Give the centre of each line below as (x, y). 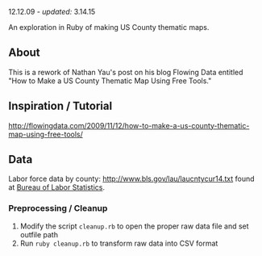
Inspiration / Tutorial (60, 106)
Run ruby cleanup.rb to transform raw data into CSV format (119, 243)
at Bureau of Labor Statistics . (56, 187)
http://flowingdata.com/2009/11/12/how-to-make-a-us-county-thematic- (129, 125)
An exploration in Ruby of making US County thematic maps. (109, 27)
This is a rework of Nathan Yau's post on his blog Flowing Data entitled (126, 72)
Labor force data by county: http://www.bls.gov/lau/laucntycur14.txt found (132, 179)
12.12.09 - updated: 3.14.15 (52, 12)
